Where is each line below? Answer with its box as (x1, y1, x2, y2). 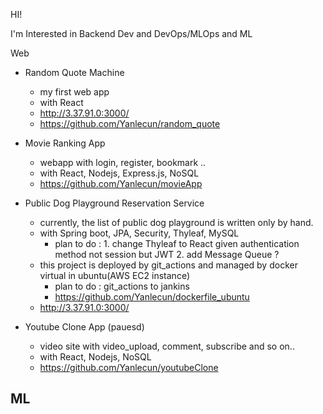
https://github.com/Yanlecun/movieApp (39, 178, 203, 189)
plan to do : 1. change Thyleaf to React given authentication (54, 238, 300, 249)
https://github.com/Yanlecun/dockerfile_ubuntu (54, 291, 250, 303)
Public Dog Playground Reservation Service (24, 197, 205, 209)
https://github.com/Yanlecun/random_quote (39, 118, 221, 129)
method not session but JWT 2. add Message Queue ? (54, 249, 280, 260)
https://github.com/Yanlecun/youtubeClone (39, 362, 219, 373)
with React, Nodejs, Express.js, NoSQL (39, 167, 200, 179)
